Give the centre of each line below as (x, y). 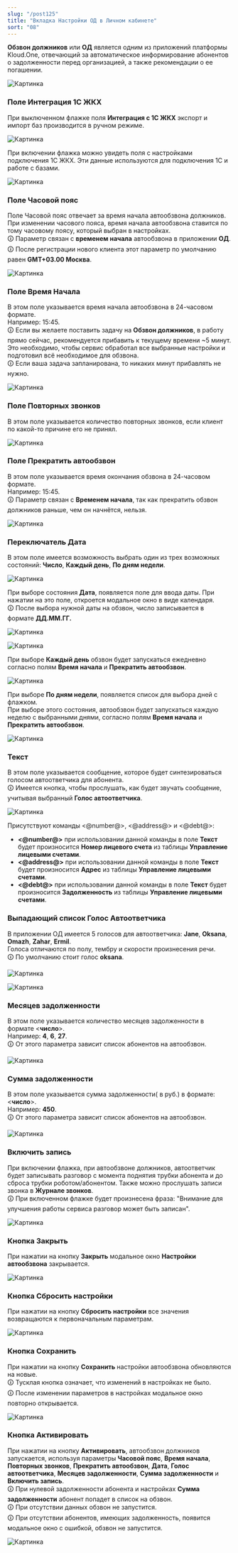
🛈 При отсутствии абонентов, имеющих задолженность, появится (109, 1517)
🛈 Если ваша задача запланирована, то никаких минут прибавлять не (114, 364)
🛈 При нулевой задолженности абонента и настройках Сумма (104, 1488)
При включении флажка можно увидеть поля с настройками (100, 153)
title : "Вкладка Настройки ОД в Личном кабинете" (82, 21)
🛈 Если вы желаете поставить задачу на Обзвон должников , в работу (115, 330)
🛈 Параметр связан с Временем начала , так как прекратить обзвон (113, 499)
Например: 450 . (32, 1110)
